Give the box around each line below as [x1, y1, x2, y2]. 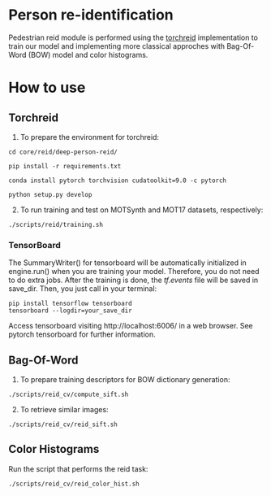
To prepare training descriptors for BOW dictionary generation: [19, 375, 230, 385]
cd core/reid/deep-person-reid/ [8, 148, 118, 156]
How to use [8, 79, 86, 97]
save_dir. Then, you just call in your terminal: [8, 284, 157, 294]
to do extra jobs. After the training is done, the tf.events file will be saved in [8, 275, 259, 285]
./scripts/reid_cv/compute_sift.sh [8, 390, 129, 399]
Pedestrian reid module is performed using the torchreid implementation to [8, 33, 258, 42]
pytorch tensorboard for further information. [8, 329, 156, 339]
